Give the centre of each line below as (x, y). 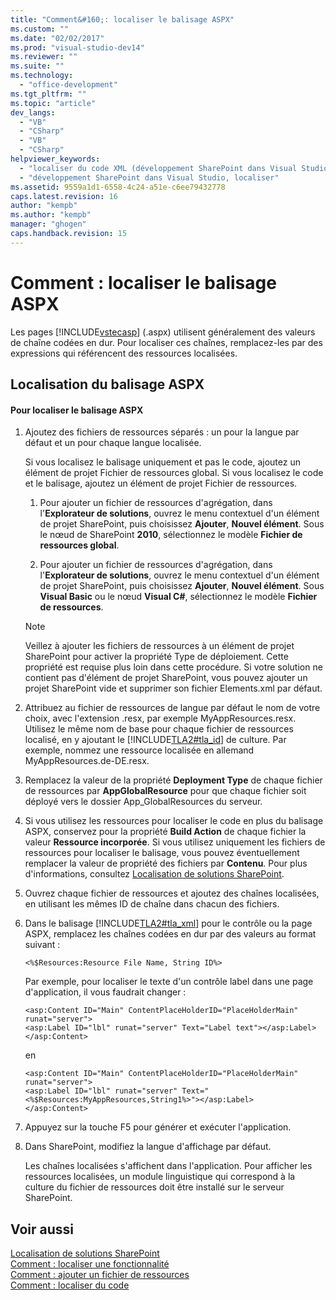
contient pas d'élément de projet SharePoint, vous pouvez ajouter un (166, 678)
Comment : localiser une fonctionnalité (90, 1264)
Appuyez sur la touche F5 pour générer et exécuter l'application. (158, 1127)
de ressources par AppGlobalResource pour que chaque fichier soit (165, 791)
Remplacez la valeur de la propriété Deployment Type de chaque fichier (173, 780)
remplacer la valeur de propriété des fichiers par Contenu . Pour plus (166, 863)
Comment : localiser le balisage (143, 282)
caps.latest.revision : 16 (64, 196)
